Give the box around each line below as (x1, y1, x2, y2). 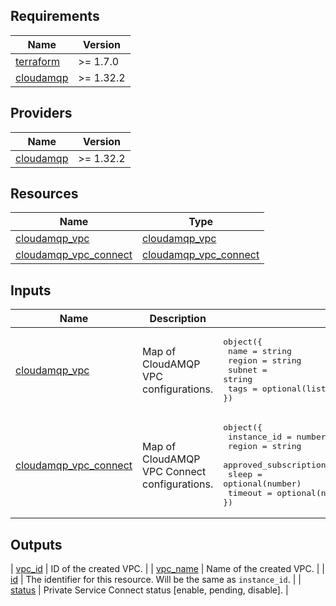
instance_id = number (228, 432, 327, 443)
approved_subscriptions (223, 460, 332, 471)
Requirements (10, 8, 100, 25)
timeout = (228, 488, 273, 499)
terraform (15, 54, 61, 68)
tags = (228, 384, 258, 394)
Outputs (10, 536, 63, 553)
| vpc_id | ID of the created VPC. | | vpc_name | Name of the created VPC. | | (10, 563, 325, 575)
